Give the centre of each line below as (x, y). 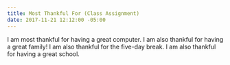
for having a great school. (44, 54)
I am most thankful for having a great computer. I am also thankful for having (115, 39)
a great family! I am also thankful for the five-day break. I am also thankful (112, 47)
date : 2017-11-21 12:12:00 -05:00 (57, 20)
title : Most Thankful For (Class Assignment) (73, 13)
